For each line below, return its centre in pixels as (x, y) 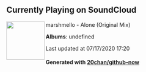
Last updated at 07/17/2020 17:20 (88, 48)
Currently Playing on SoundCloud (71, 10)
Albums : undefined (70, 37)
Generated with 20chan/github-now (93, 62)
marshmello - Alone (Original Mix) (88, 24)
